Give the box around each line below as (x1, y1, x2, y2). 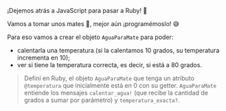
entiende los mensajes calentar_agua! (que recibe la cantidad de (23, 89, 208, 97)
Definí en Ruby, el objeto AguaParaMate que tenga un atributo (23, 74, 194, 82)
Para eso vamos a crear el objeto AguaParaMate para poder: (7, 33, 174, 41)
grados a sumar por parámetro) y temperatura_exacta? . (23, 96, 180, 104)
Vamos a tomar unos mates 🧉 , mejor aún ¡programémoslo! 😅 (7, 20, 180, 27)
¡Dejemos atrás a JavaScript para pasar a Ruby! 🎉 (7, 7, 148, 14)
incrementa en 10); (16, 53, 71, 62)
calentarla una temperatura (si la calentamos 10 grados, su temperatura (16, 47, 220, 54)
